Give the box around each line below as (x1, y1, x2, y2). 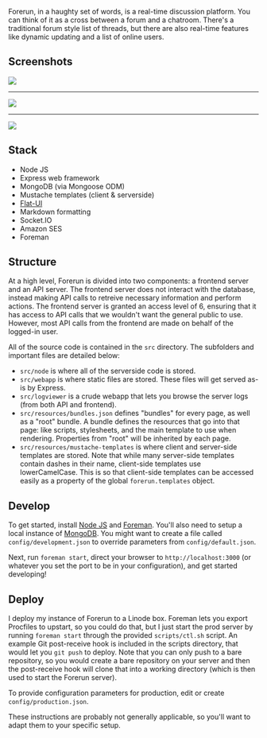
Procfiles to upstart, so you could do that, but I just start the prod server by (8, 622, 253, 631)
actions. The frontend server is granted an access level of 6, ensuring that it (8, 301, 257, 311)
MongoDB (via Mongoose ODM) (19, 181, 126, 191)
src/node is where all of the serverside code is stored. (19, 366, 196, 376)
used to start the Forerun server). (8, 673, 118, 682)
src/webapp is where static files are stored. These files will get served (19, 375, 246, 384)
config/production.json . (8, 697, 89, 706)
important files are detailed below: (8, 351, 121, 360)
